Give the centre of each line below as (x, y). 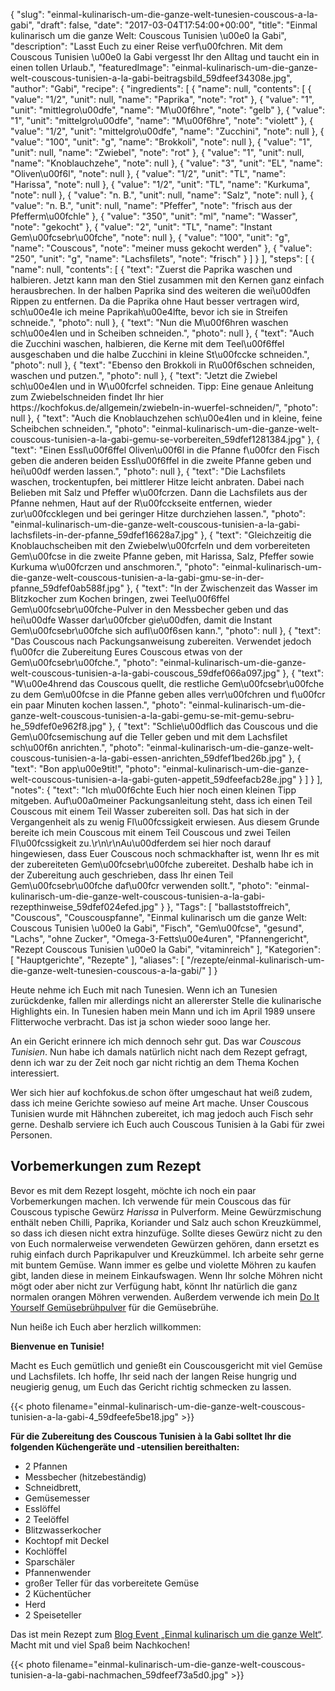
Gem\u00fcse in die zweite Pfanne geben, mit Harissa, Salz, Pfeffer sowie (162, 556)
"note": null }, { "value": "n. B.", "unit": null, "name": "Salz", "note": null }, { (162, 195)
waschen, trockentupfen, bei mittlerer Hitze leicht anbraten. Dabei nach (157, 482)
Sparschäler (49, 1561)
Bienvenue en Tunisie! (57, 1346)
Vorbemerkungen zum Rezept (106, 1166)
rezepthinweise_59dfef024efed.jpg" (84, 907)
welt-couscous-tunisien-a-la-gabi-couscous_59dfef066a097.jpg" (145, 673)
